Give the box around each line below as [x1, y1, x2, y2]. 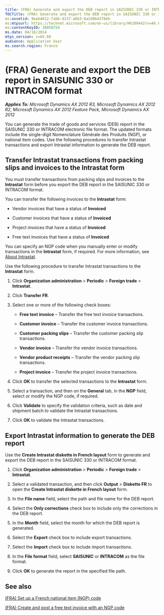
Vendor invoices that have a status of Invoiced [12, 206, 106, 212]
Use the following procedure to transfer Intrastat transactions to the [5, 263, 141, 269]
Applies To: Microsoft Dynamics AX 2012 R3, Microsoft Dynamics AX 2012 [5, 101, 156, 107]
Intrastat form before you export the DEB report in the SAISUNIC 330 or [5, 181, 150, 188]
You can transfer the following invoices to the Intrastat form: [5, 196, 127, 202]
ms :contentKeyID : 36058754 [5, 25, 60, 30]
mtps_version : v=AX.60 [5, 35, 51, 40]
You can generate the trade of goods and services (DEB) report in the [5, 121, 145, 127]
